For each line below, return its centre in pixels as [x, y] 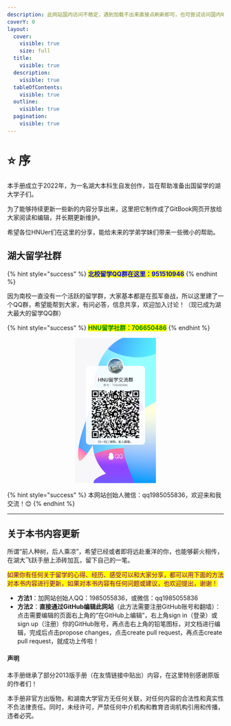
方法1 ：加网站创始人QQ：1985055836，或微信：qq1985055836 [107, 598]
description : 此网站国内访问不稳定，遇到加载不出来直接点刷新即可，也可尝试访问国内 [114, 14]
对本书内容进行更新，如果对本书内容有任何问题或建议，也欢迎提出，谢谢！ [112, 583]
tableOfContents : [38, 87]
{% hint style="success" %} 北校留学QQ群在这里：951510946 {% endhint [112, 274]
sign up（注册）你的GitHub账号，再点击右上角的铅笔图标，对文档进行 [115, 624]
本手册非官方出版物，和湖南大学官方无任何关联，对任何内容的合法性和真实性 [115, 698]
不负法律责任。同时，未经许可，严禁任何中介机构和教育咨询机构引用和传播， [115, 707]
